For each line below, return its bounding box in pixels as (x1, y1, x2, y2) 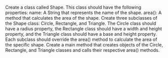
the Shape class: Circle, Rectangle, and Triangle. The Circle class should (5, 20, 156, 26)
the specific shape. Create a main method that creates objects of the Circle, (5, 42, 163, 47)
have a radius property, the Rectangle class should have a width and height (5, 26, 162, 32)
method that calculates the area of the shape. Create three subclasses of (5, 15, 158, 21)
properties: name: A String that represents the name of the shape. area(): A (5, 10, 162, 16)
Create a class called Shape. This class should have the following (5, 5, 142, 10)
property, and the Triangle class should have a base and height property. (5, 31, 157, 37)
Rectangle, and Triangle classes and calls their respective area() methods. (5, 47, 160, 53)
